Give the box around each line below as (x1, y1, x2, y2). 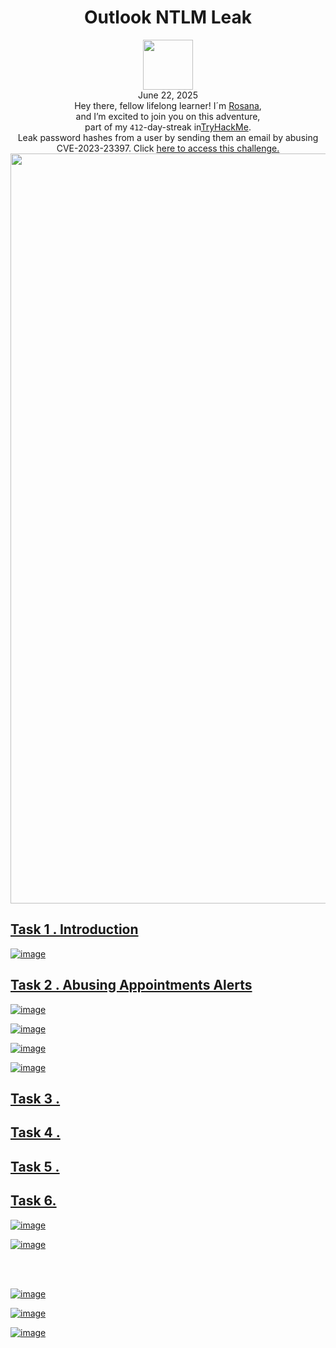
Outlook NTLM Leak (84, 6, 252, 29)
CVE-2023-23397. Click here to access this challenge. (56, 142, 280, 154)
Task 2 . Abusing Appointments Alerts (10, 977, 253, 994)
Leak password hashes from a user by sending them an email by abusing (17, 131, 319, 143)
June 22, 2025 (138, 89, 198, 101)
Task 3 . (10, 1090, 61, 1107)
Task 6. (10, 1192, 57, 1210)
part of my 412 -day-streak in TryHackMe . (84, 121, 252, 133)
